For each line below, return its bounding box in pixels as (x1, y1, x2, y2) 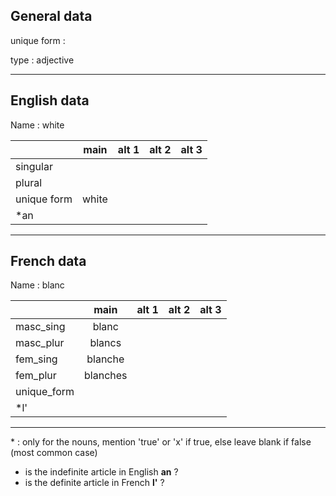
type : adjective (10, 54, 75, 66)
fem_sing (15, 352, 58, 366)
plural (15, 175, 43, 189)
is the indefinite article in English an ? (24, 466, 179, 478)
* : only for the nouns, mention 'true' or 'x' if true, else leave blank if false (10, 436, 312, 448)
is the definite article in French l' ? (24, 477, 165, 489)
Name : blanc (10, 279, 65, 291)
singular (15, 159, 53, 173)
